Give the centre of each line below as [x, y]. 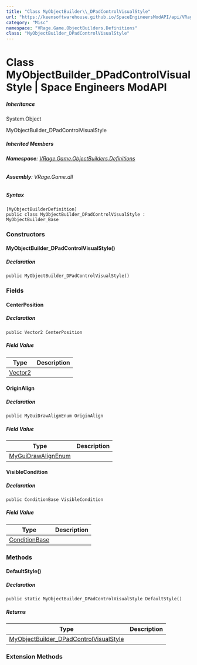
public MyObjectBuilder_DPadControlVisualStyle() [68, 276]
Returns [16, 611]
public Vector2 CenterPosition [44, 332]
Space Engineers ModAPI [104, 87]
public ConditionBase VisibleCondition [55, 499]
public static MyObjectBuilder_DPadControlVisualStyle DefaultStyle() [94, 599]
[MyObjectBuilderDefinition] [42, 209]
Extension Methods [34, 657]
